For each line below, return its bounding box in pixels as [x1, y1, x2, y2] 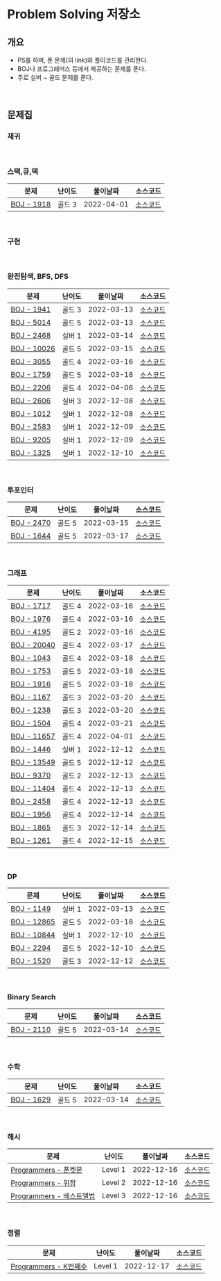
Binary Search [7, 992, 56, 1002]
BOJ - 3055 [10, 356, 51, 366]
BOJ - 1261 [10, 836, 51, 846]
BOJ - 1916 [10, 679, 51, 689]
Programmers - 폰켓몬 [10, 1166, 83, 1175]
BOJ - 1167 [10, 693, 51, 702]
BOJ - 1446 [10, 745, 51, 755]
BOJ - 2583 [10, 421, 51, 431]
